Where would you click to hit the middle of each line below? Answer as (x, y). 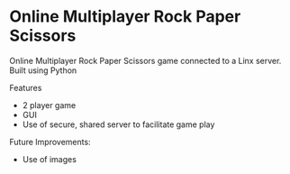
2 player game (49, 105)
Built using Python (43, 70)
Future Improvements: (50, 142)
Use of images (49, 159)
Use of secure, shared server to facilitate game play (118, 124)
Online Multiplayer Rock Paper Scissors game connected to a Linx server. (145, 60)
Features (26, 87)
